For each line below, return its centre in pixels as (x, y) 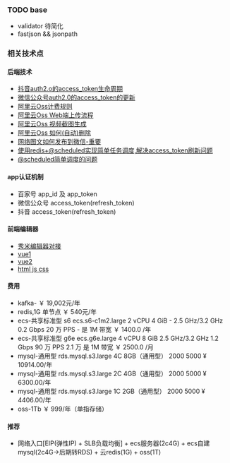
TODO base (28, 10)
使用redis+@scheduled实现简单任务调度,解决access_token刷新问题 (115, 150)
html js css (33, 269)
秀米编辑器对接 (39, 246)
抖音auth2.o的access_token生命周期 (70, 89)
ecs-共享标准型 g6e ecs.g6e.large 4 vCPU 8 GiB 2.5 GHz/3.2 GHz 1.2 (118, 338)
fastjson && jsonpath (47, 34)
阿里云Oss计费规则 (45, 107)
